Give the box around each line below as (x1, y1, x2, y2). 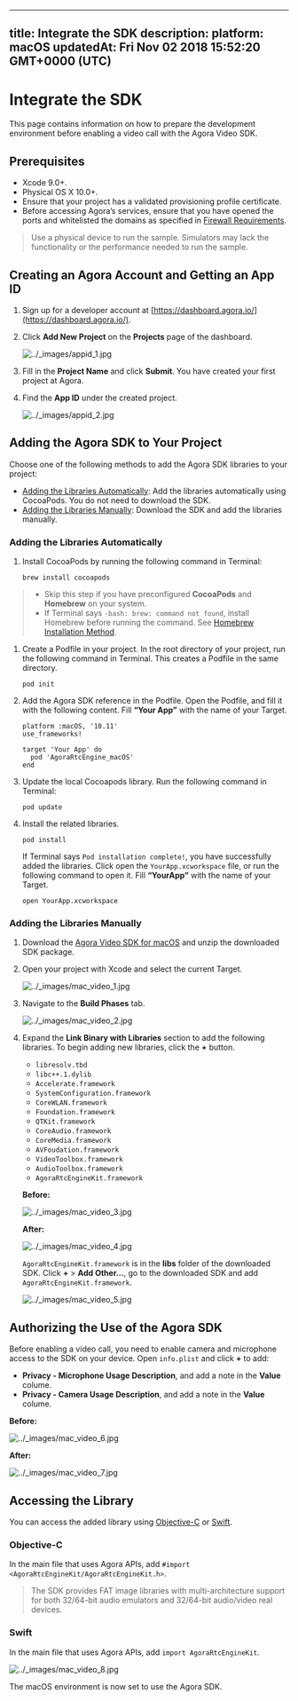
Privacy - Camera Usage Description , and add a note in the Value (21, 1390, 265, 1400)
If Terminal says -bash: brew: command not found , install (43, 608, 250, 618)
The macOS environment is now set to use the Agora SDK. (9, 1681, 223, 1691)
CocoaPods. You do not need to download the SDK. (21, 494, 211, 506)
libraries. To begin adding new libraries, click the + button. (21, 1042, 235, 1052)
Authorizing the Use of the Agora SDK (9, 1319, 223, 1335)
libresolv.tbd (35, 1061, 88, 1070)
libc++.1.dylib (35, 1070, 91, 1079)
